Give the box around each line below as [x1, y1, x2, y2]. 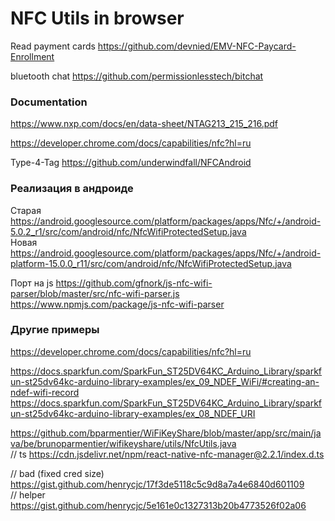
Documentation [10, 95, 88, 109]
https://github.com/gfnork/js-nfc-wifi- [55, 277, 213, 289]
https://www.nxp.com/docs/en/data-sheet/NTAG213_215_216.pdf [10, 118, 279, 130]
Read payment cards [10, 40, 96, 52]
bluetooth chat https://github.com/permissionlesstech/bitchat [10, 70, 264, 82]
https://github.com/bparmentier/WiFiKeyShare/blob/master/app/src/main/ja [10, 427, 322, 439]
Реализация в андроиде [10, 182, 134, 196]
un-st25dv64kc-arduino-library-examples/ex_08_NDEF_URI [10, 407, 256, 419]
